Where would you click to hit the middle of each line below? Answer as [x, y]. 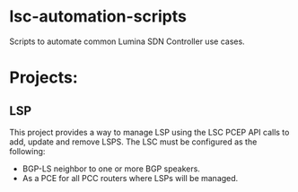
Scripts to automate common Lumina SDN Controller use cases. [127, 41]
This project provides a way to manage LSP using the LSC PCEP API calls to [149, 132]
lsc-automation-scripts [98, 17]
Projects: [44, 78]
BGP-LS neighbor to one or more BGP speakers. [111, 169]
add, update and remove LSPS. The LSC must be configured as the [133, 142]
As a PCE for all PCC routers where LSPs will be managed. [130, 178]
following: [27, 151]
